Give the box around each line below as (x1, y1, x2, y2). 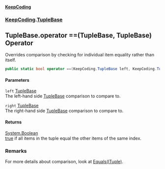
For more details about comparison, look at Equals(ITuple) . (5, 158, 124, 164)
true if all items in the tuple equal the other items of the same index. (5, 135, 141, 141)
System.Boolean (5, 130, 38, 136)
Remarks (5, 147, 27, 154)
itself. (5, 57, 16, 63)
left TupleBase (5, 88, 37, 94)
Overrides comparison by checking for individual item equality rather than (5, 52, 155, 58)
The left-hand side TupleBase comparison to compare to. (5, 93, 121, 99)
